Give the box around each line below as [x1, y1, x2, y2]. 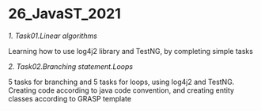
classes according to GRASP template [8, 94, 132, 103]
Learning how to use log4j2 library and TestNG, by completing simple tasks [8, 46, 253, 55]
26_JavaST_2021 [8, 5, 121, 23]
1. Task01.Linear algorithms [8, 31, 97, 40]
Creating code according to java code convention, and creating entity [8, 85, 235, 95]
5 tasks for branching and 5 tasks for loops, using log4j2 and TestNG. [8, 77, 235, 86]
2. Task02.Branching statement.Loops [8, 61, 133, 71]
